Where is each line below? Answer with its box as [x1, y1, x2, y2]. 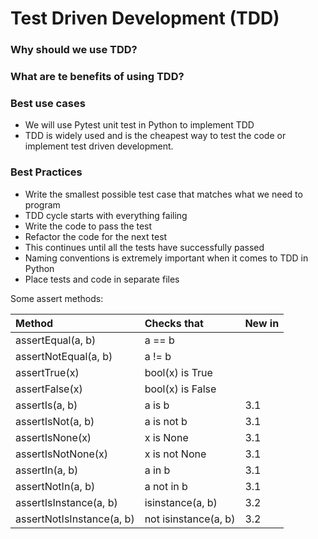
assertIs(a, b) [15, 398, 78, 412]
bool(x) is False [144, 382, 217, 396]
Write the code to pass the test [24, 220, 153, 232]
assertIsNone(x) [15, 430, 92, 444]
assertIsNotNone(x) [15, 447, 108, 461]
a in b [144, 463, 171, 477]
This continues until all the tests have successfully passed [24, 241, 265, 253]
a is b [144, 398, 170, 412]
